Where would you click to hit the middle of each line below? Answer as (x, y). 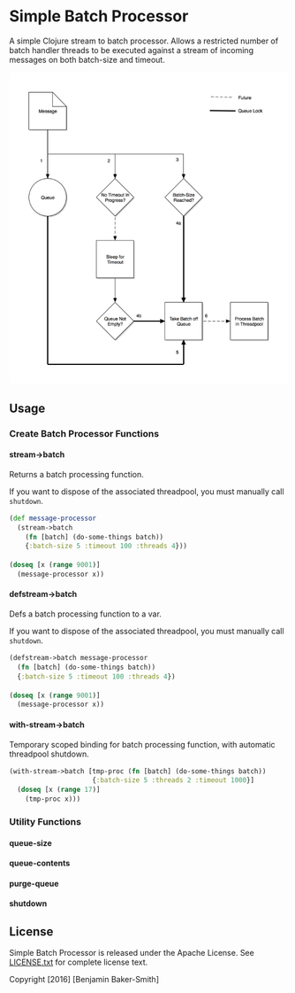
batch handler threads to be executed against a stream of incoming (132, 50)
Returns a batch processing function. (76, 474)
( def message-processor (53, 518)
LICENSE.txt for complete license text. (79, 962)
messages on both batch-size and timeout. (87, 59)
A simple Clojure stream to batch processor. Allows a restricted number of (144, 41)
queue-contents (40, 863)
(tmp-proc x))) (53, 799)
